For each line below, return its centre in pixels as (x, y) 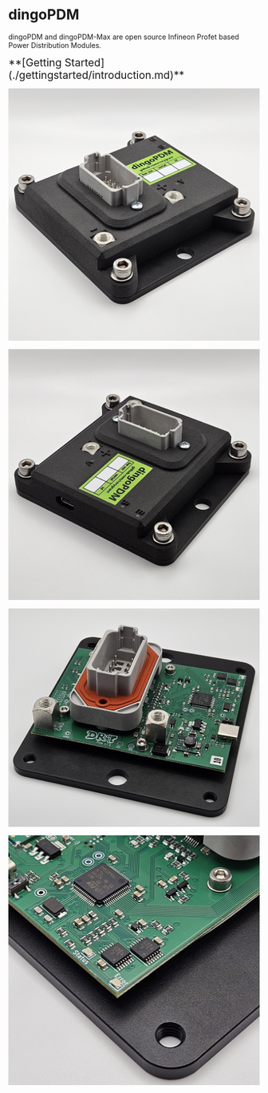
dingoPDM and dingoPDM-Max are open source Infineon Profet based (124, 37)
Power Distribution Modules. (55, 45)
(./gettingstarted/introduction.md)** (97, 75)
